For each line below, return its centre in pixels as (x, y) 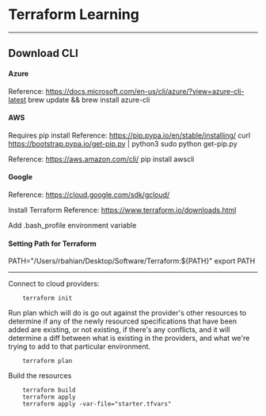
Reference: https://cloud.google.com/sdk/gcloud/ (89, 195)
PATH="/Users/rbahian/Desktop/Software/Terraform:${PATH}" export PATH (132, 261)
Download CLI (44, 53)
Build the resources (40, 376)
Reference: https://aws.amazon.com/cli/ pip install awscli (101, 159)
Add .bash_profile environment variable (72, 225)
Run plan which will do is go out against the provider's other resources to (127, 313)
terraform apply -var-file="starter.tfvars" (97, 404)
